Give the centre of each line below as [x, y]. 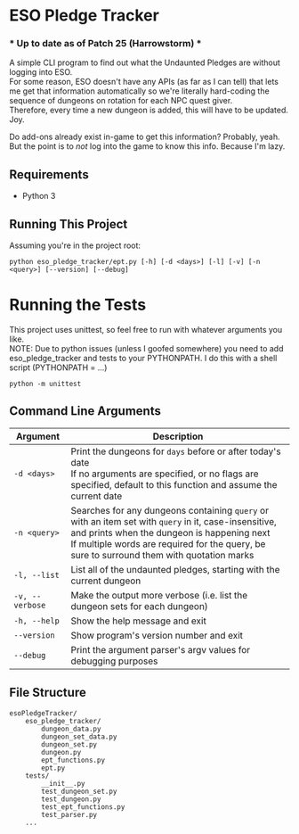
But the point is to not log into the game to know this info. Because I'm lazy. [147, 146]
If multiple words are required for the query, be [168, 543]
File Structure [48, 693]
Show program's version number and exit [157, 635]
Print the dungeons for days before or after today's [176, 451]
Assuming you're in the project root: [75, 245]
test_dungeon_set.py [79, 791]
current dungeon [106, 581]
